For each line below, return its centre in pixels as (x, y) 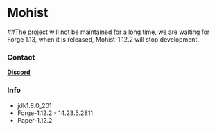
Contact (21, 57)
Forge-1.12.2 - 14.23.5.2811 (55, 113)
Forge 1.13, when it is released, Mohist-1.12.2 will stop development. (103, 39)
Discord (19, 72)
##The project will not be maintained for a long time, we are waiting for (108, 32)
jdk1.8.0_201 (34, 105)
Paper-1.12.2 (35, 120)
